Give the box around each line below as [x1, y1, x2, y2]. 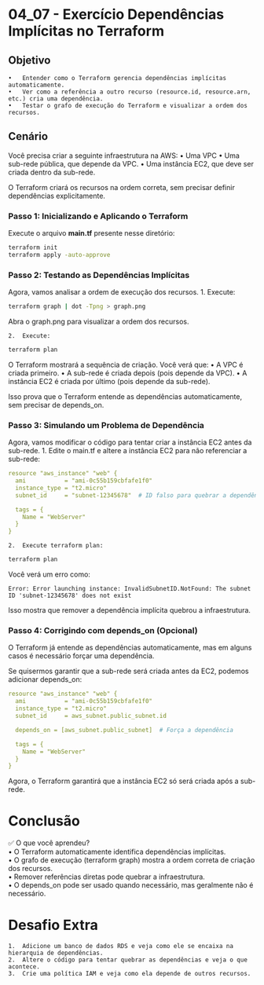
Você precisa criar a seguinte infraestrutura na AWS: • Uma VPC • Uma [8, 151, 240, 160]
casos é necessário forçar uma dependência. [8, 651, 155, 661]
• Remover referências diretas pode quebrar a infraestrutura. [8, 872, 206, 881]
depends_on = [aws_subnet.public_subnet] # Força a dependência [15, 726, 234, 734]
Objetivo [8, 53, 51, 67]
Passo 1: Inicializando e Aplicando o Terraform [8, 211, 189, 222]
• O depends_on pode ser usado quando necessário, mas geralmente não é [8, 881, 254, 890]
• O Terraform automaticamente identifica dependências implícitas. [8, 847, 226, 857]
